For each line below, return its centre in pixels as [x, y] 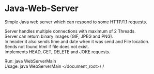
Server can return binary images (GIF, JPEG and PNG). [59, 36]
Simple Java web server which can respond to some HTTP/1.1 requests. [76, 22]
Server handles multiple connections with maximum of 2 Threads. [70, 31]
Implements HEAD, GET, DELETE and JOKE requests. [57, 52]
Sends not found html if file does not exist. [47, 46]
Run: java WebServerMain [31, 61]
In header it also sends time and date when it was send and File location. [77, 41]
